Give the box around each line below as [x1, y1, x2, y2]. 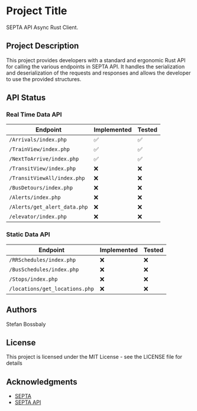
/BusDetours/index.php [9, 185, 73, 191]
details [6, 359, 22, 367]
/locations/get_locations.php [9, 285, 95, 292]
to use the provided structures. [6, 75, 82, 82]
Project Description [6, 41, 79, 51]
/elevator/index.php [9, 213, 67, 220]
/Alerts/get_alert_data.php [9, 204, 88, 211]
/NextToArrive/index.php [9, 156, 79, 162]
